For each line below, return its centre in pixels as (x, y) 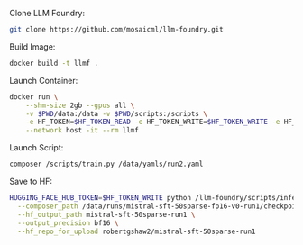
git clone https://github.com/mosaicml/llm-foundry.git (116, 30)
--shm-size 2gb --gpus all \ (80, 105)
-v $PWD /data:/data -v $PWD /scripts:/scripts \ (116, 113)
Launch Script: (37, 148)
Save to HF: (31, 181)
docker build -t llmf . (54, 63)
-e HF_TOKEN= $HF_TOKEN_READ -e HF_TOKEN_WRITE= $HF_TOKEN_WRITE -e (153, 122)
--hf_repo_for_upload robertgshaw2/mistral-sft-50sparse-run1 (137, 231)
